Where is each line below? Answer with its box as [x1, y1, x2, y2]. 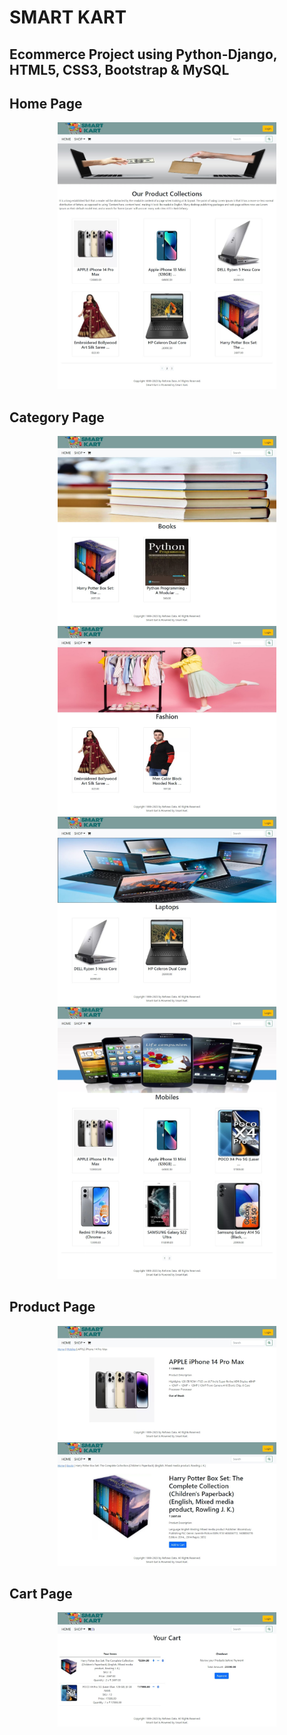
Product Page [9, 1299, 96, 1316]
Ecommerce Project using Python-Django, [9, 46, 278, 63]
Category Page [9, 409, 105, 426]
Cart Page [9, 1586, 73, 1603]
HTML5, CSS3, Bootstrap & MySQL [9, 61, 230, 78]
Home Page [9, 95, 83, 112]
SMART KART [9, 6, 127, 29]
